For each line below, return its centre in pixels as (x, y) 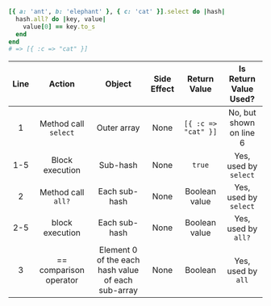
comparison (62, 270)
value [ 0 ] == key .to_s (59, 27)
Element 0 (119, 250)
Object (118, 84)
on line (242, 133)
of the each (118, 260)
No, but (242, 113)
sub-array (119, 291)
